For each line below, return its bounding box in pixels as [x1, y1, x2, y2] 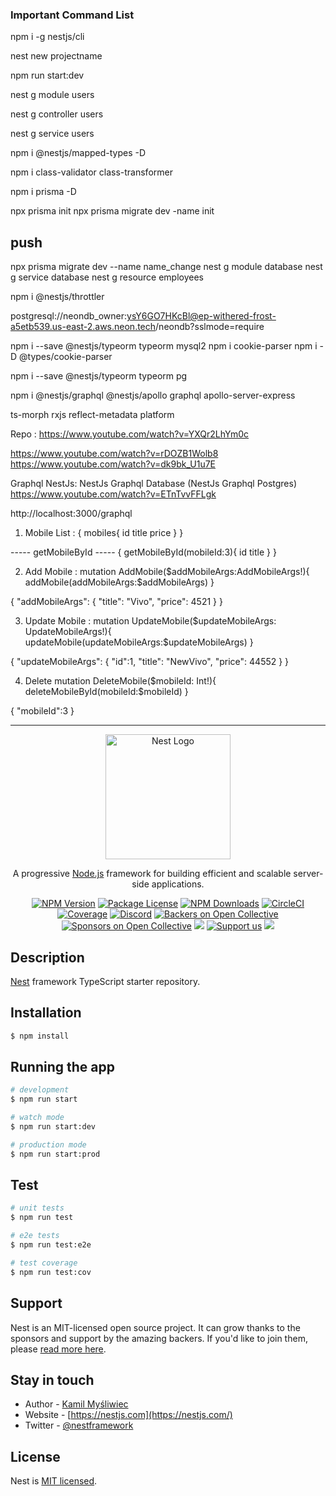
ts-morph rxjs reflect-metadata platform [10, 409, 175, 421]
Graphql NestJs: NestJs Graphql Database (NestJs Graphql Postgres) [10, 478, 298, 490]
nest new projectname [10, 50, 103, 62]
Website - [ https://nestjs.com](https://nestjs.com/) [24, 1409, 233, 1421]
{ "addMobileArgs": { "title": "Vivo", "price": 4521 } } [10, 596, 223, 608]
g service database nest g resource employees [10, 271, 205, 283]
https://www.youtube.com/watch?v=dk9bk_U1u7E [10, 458, 217, 470]
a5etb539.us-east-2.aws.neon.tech [10, 321, 157, 333]
